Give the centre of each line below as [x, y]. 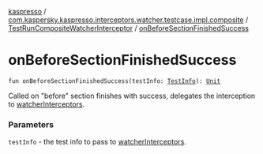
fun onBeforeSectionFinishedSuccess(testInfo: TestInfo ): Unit [115, 81]
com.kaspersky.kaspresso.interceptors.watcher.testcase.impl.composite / [128, 20]
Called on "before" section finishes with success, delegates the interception [132, 96]
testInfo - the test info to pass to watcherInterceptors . [98, 142]
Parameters [31, 124]
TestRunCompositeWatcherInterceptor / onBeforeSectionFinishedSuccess [128, 28]
